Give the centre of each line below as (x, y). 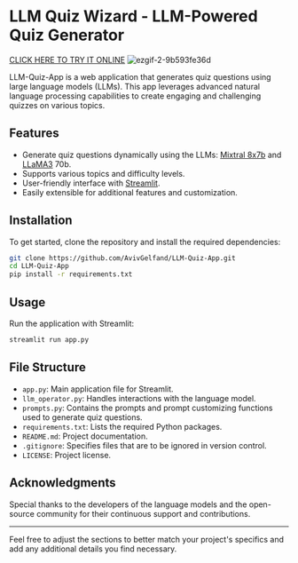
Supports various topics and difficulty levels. (103, 173)
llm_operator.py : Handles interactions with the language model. (139, 398)
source (22, 513)
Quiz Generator (67, 35)
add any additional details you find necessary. (93, 549)
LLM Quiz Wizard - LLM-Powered (134, 16)
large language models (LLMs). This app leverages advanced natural (134, 86)
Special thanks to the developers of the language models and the (128, 504)
